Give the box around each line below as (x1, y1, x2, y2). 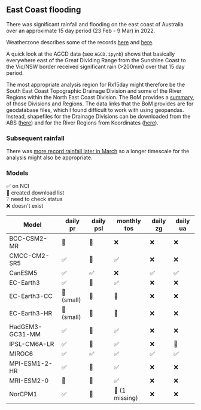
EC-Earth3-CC (9, 292, 53, 300)
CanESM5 (9, 269, 38, 277)
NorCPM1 (9, 390, 38, 399)
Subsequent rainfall (6, 134, 65, 142)
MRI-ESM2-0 (9, 376, 49, 385)
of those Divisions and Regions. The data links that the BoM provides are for (6, 100, 194, 107)
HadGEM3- (9, 323, 42, 331)
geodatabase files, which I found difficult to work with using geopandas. (6, 106, 184, 113)
